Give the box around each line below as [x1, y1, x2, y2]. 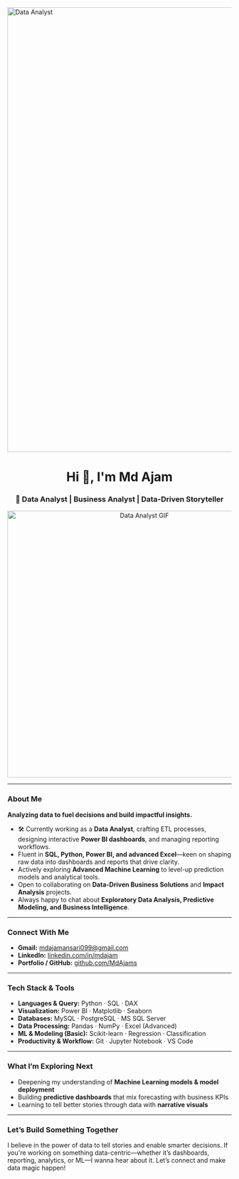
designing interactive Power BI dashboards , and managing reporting [17, 835, 219, 843]
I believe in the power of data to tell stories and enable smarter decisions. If [7, 1141, 228, 1149]
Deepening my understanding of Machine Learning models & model [17, 1077, 219, 1086]
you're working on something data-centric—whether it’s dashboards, [7, 1148, 210, 1157]
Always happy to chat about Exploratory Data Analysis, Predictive [17, 895, 215, 904]
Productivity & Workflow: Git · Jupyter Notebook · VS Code [17, 1037, 193, 1045]
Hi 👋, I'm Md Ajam [66, 469, 173, 485]
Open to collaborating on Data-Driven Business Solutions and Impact [17, 880, 224, 889]
